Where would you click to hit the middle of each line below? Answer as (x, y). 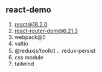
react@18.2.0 (31, 24)
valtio (21, 43)
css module (29, 57)
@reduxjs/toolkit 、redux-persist (55, 50)
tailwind (24, 64)
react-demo (29, 10)
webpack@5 (30, 37)
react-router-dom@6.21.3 (46, 31)
